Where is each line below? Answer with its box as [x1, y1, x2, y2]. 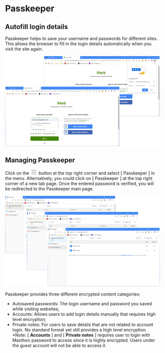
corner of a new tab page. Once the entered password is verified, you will [5, 180, 154, 187]
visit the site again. [5, 46, 43, 52]
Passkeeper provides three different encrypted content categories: [5, 291, 140, 297]
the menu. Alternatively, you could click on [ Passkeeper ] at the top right [5, 176, 153, 181]
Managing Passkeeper [5, 156, 75, 164]
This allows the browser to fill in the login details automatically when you [5, 41, 152, 47]
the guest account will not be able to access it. [12, 342, 107, 348]
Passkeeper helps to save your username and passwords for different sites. [5, 35, 158, 41]
